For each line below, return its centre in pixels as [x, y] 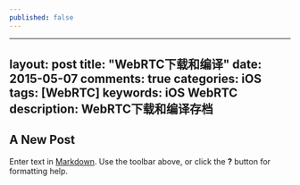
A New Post [42, 140]
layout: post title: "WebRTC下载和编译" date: [136, 65]
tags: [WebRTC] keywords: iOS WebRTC [124, 93]
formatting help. [39, 171]
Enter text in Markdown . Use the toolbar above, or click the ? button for [140, 161]
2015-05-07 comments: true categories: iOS [135, 79]
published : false [42, 17]
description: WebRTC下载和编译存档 [111, 109]
